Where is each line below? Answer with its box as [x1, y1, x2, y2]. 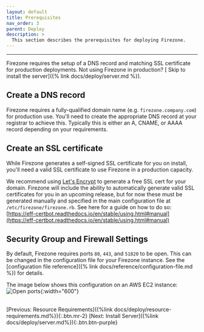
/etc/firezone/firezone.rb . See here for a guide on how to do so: [6, 203, 172, 210]
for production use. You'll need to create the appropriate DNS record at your [6, 112, 197, 120]
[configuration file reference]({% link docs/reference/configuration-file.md [6, 263, 193, 271]
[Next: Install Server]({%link [89, 313, 159, 320]
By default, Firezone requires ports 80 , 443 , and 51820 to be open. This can [6, 250, 192, 257]
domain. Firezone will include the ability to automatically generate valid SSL [6, 184, 195, 192]
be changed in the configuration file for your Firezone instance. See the [6, 257, 185, 264]
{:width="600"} [40, 288, 80, 295]
